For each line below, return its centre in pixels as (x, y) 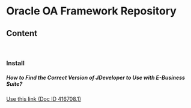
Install (16, 63)
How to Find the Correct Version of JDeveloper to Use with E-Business (95, 77)
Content (22, 33)
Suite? (14, 84)
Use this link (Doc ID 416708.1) (44, 99)
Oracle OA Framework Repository (92, 11)
